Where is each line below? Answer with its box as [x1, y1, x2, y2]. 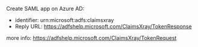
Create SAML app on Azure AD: [6, 5, 85, 12]
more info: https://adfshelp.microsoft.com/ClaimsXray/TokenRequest [6, 35, 177, 41]
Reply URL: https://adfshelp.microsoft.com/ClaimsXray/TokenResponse [14, 23, 192, 30]
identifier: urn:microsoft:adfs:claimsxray [14, 17, 114, 23]
